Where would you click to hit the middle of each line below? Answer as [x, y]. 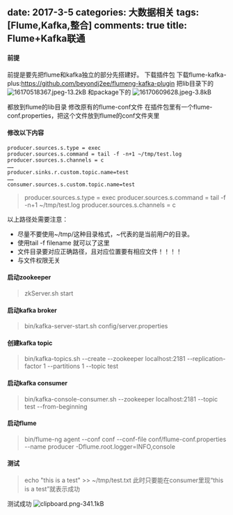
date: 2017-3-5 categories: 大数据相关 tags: [103, 13]
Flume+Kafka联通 [46, 39]
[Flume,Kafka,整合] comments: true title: [97, 25]
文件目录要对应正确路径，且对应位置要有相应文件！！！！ [99, 251]
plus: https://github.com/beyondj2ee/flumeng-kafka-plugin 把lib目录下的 [111, 83]
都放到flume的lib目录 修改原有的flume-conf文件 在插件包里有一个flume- [110, 107]
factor [33, 366]
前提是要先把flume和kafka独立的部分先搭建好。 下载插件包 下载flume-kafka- [117, 75]
